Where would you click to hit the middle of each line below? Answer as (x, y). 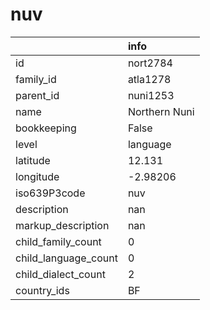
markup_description (62, 225)
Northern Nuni (161, 111)
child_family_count (58, 241)
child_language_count (66, 258)
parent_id (37, 95)
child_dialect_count (60, 274)
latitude (33, 160)
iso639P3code (50, 193)
